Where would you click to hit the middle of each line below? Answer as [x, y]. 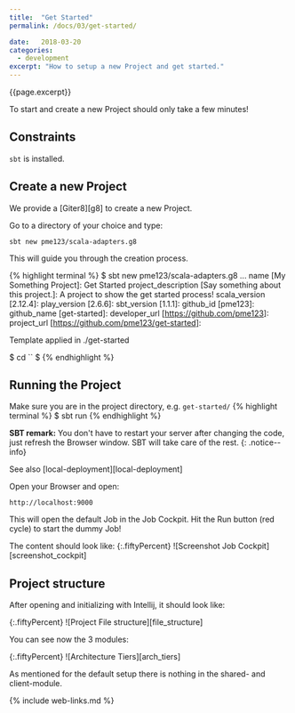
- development [43, 59]
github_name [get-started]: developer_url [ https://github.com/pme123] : [139, 313]
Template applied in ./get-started [69, 340]
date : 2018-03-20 [45, 42]
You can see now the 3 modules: [69, 640]
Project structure [57, 583]
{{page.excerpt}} [40, 92]
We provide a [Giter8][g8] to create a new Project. [101, 208]
